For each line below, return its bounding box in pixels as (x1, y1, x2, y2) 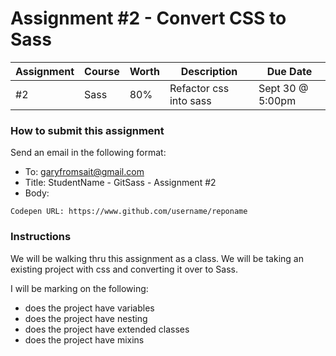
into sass (169, 93, 212, 107)
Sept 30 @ (258, 81, 309, 95)
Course (84, 64, 120, 78)
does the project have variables (24, 302, 155, 314)
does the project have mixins (24, 333, 145, 346)
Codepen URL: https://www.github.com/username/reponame (10, 207, 248, 217)
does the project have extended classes (24, 323, 190, 335)
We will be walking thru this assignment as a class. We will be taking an (10, 252, 304, 264)
